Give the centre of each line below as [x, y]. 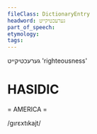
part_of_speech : [31, 27]
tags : [15, 41]
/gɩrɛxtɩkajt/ [24, 123]
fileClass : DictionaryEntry [49, 14]
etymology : [23, 34]
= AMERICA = [27, 109]
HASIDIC [33, 89]
